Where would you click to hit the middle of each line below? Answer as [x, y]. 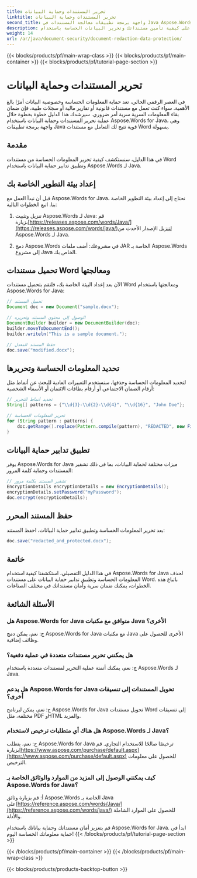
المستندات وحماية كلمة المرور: [40, 471]
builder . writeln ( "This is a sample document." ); [67, 334]
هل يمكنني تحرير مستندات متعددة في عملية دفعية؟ [70, 655]
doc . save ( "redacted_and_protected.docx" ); [59, 541]
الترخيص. [17, 762]
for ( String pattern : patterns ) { [50, 421]
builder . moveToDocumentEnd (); [44, 328]
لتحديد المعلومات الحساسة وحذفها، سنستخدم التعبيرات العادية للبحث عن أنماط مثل [96, 383]
